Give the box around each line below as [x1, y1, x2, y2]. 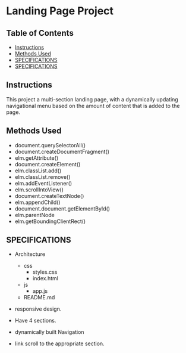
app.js [32, 287, 48, 295]
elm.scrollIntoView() [14, 186, 64, 193]
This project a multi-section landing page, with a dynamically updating [6, 95, 178, 103]
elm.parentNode [14, 211, 55, 218]
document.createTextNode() [14, 192, 84, 199]
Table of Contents [6, 28, 74, 38]
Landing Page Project [6, 4, 114, 18]
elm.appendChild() [14, 199, 61, 206]
